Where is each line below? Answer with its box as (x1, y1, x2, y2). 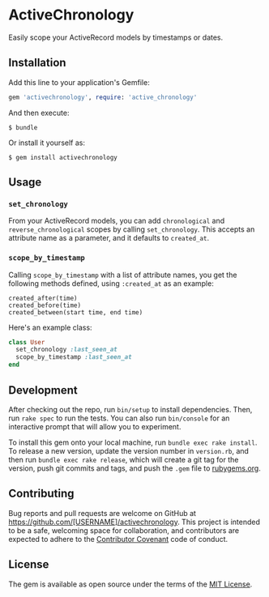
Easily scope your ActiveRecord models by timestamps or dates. (8, 32, 224, 42)
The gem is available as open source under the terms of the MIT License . (8, 579, 253, 589)
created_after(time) (8, 294, 79, 302)
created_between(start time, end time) (8, 308, 143, 317)
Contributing (8, 487, 75, 501)
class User (8, 338, 45, 346)
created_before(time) (8, 301, 82, 309)
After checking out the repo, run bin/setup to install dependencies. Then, (8, 404, 253, 414)
